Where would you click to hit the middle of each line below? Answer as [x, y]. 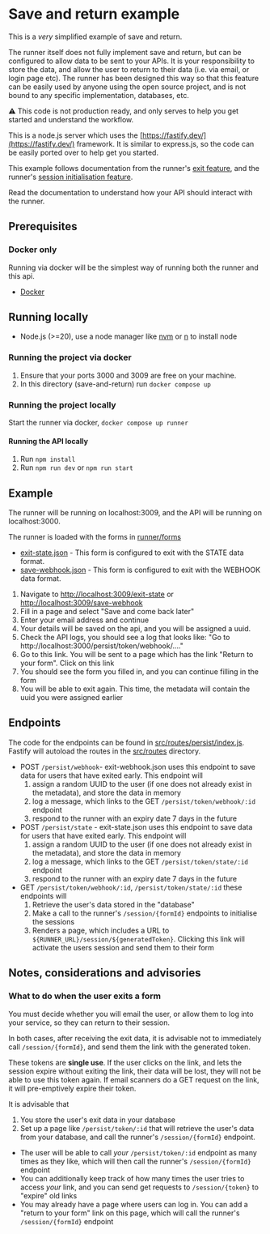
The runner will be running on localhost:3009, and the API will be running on [135, 513]
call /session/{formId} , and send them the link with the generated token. [129, 1047]
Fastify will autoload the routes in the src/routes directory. [105, 751]
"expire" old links [49, 1195]
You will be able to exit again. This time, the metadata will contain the [135, 689]
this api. [21, 275]
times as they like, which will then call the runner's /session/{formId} [136, 1161]
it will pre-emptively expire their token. [72, 1088]
